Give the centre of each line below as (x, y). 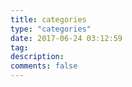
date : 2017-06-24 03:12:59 (66, 38)
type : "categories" (51, 29)
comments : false (44, 66)
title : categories (48, 19)
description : (37, 57)
